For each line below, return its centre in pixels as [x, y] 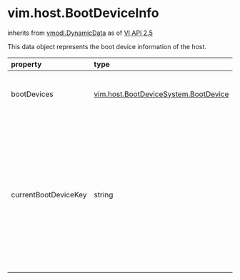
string [104, 195]
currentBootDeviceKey [49, 195]
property [26, 64]
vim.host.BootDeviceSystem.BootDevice [161, 94]
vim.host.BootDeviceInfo [83, 13]
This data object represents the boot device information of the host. [107, 46]
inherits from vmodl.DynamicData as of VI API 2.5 [80, 33]
